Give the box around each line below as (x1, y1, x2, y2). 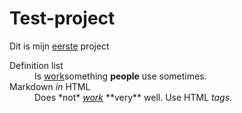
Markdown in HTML (9, 80, 91, 92)
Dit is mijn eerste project (9, 40, 110, 52)
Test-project (9, 7, 116, 30)
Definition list (9, 59, 64, 71)
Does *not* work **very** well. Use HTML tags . (34, 91, 233, 103)
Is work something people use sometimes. (34, 70, 207, 82)
